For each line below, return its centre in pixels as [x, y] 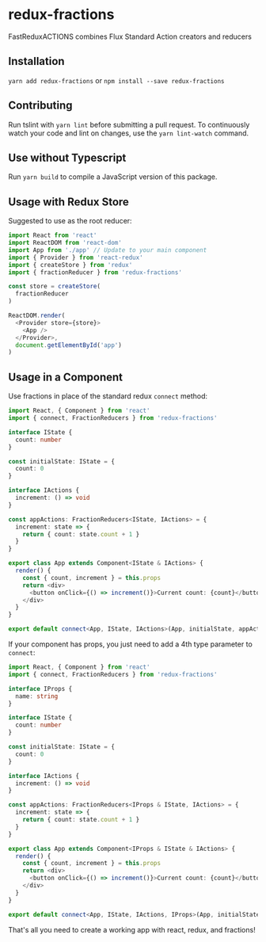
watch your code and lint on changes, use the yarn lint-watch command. [129, 133]
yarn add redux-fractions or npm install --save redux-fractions [116, 80]
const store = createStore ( [55, 287]
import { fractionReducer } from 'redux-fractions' [95, 272]
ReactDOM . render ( [37, 316]
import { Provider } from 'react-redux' [76, 257]
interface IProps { [40, 688]
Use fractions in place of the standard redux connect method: [108, 396]
